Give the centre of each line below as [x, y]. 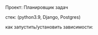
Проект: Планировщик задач [37, 7]
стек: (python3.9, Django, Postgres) [43, 17]
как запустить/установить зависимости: [49, 27]
